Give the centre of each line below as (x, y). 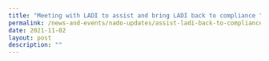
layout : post (30, 38)
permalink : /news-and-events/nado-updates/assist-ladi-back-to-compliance (136, 23)
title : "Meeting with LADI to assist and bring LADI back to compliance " (136, 15)
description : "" (35, 45)
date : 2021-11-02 (37, 30)
